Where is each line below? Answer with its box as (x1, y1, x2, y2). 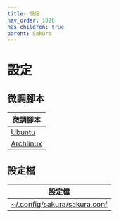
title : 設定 (7, 10, 40, 18)
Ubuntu (11, 127, 36, 137)
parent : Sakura (7, 30, 52, 37)
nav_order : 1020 (7, 17, 55, 24)
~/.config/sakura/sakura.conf (11, 200, 108, 210)
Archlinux (11, 139, 42, 148)
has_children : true (7, 23, 65, 30)
